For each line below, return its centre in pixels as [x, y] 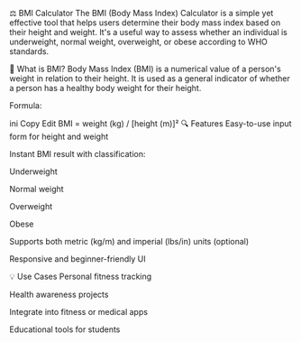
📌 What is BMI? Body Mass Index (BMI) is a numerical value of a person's [145, 69]
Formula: [26, 106]
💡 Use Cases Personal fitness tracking [81, 276]
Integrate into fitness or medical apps [79, 312]
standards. [29, 51]
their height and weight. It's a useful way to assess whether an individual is [149, 32]
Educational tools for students [65, 329]
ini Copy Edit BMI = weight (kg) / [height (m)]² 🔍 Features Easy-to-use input [150, 124]
